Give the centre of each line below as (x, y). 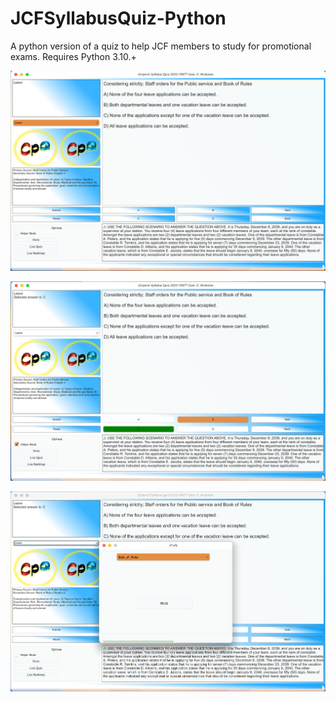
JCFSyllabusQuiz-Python (118, 18)
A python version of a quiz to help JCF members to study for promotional (161, 46)
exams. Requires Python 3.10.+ (73, 56)
